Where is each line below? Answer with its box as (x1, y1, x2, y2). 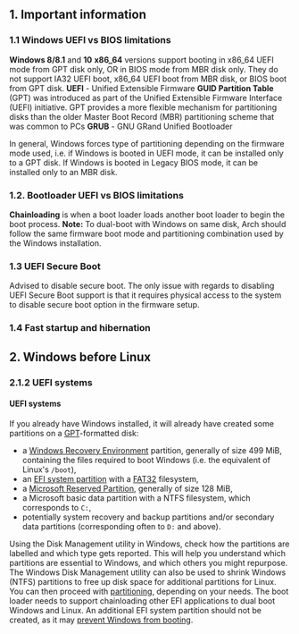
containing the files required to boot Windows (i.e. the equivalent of (21, 454, 270, 465)
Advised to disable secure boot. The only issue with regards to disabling (9, 281, 275, 292)
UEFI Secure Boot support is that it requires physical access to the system (9, 290, 282, 300)
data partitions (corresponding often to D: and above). (21, 520, 221, 531)
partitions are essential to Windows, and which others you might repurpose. (9, 557, 288, 568)
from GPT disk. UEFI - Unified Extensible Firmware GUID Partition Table (9, 82, 274, 93)
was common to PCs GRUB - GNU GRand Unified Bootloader (9, 121, 234, 131)
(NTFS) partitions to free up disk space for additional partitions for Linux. (9, 576, 277, 587)
